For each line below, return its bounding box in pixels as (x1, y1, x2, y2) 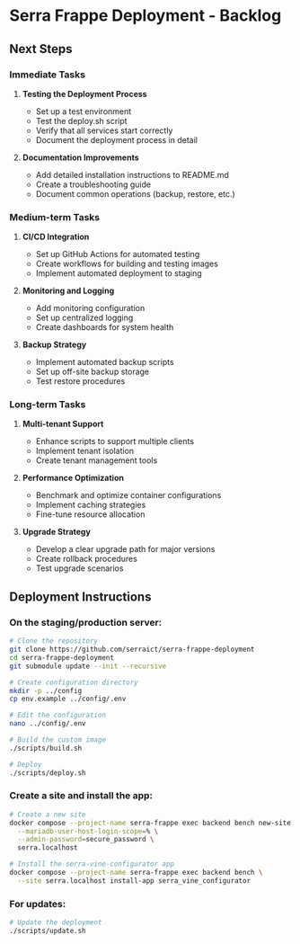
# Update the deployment (9, 918, 102, 927)
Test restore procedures (35, 376, 126, 387)
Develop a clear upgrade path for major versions (35, 544, 216, 555)
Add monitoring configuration (35, 303, 146, 314)
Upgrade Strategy (22, 527, 92, 538)
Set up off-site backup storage (35, 366, 150, 378)
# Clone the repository (9, 637, 99, 646)
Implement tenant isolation (35, 446, 135, 457)
